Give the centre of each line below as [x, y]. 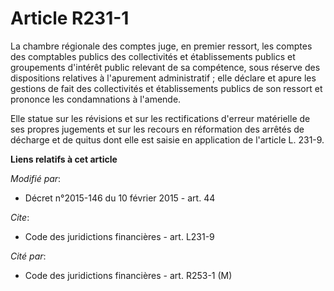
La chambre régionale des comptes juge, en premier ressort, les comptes [161, 46]
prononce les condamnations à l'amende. [96, 99]
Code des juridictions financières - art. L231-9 [119, 236]
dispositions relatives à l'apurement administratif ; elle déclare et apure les [163, 78]
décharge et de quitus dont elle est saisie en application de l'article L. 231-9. [167, 139]
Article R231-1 [70, 18]
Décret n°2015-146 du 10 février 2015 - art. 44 [120, 198]
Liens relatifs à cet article [64, 159]
